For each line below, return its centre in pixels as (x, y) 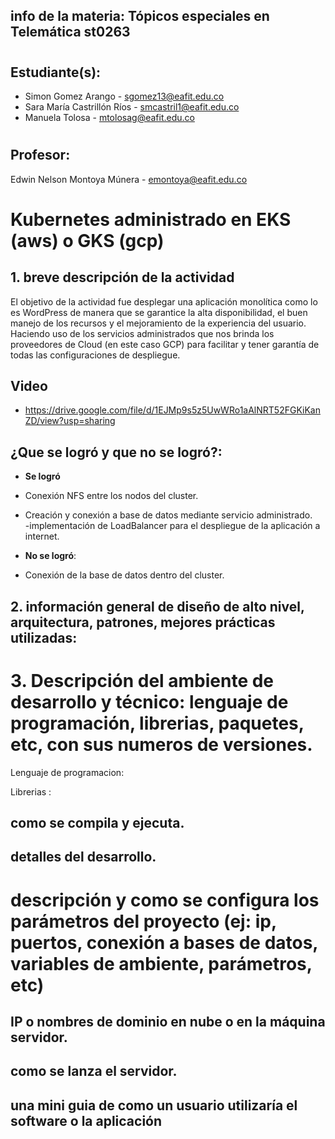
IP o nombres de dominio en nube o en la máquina (168, 1021)
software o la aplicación (86, 1120)
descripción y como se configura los (165, 900)
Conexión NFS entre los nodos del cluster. (111, 496)
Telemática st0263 (70, 32)
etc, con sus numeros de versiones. (161, 744)
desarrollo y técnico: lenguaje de (149, 701)
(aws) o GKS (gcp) (87, 240)
